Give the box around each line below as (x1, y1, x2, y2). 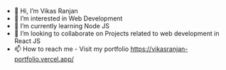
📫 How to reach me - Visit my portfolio (14, 45, 129, 53)
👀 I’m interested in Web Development (14, 14, 123, 23)
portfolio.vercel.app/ (14, 55, 75, 63)
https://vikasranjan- (130, 45, 188, 53)
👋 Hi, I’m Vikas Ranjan (14, 7, 78, 15)
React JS (14, 37, 41, 45)
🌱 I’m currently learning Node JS (14, 22, 110, 30)
